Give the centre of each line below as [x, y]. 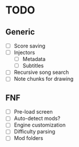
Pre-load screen [33, 112]
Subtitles [33, 66]
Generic [20, 32]
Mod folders [28, 138]
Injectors [24, 53]
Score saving [30, 46]
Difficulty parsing [35, 132]
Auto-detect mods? [37, 118]
